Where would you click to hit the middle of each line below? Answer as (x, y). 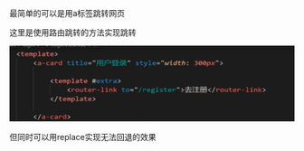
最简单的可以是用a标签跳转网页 (67, 13)
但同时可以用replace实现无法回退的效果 (83, 137)
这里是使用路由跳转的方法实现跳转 (73, 33)
